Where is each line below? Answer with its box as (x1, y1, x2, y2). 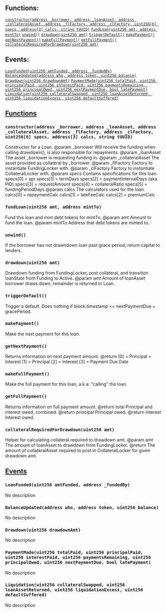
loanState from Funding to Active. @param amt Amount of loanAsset (5, 275, 146, 281)
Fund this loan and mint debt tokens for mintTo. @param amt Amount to (5, 214, 152, 220)
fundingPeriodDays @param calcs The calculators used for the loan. (5, 186, 145, 192)
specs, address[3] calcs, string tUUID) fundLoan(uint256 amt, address (5, 27, 156, 32)
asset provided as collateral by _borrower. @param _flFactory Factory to (5, 160, 153, 166)
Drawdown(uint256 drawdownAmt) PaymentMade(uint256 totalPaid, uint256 (5, 78, 156, 83)
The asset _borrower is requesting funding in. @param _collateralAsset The (5, 154, 160, 161)
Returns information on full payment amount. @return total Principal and (5, 404, 153, 410)
